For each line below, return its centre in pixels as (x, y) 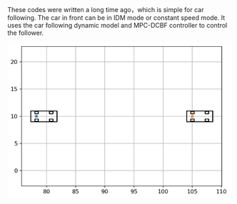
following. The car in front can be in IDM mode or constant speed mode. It (116, 18)
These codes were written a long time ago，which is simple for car (106, 10)
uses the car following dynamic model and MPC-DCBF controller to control (117, 25)
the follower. (26, 33)
